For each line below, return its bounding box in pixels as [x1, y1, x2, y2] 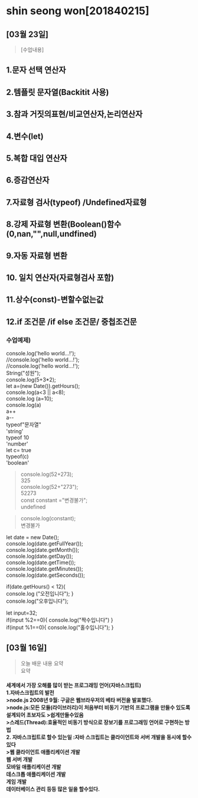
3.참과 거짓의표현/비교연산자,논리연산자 [6, 109, 143, 119]
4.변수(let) [6, 131, 44, 141]
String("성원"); [6, 369, 41, 376]
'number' [6, 440, 28, 447]
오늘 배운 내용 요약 [20, 660, 64, 667]
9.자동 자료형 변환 [6, 250, 68, 260]
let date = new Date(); [6, 533, 59, 541]
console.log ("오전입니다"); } [6, 590, 74, 597]
